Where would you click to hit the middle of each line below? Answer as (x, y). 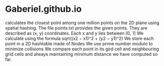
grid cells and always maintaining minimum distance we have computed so (82, 54)
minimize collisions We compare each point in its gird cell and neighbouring (82, 49)
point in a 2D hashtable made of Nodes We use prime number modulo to (79, 43)
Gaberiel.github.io (43, 9)
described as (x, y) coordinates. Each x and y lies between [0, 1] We (74, 33)
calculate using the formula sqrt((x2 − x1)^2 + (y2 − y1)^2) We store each (80, 38)
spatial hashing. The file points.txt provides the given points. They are (76, 28)
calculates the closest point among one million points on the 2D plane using (82, 23)
